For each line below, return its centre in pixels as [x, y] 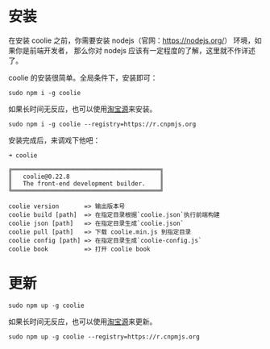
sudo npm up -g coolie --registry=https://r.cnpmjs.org [104, 337]
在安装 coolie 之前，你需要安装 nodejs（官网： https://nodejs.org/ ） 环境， [132, 40]
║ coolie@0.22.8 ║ [86, 177]
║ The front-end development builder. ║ [86, 183]
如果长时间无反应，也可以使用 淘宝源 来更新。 [83, 321]
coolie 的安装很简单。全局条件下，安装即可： [83, 77]
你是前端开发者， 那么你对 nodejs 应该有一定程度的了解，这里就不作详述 [135, 50]
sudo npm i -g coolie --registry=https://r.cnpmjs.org [102, 124]
